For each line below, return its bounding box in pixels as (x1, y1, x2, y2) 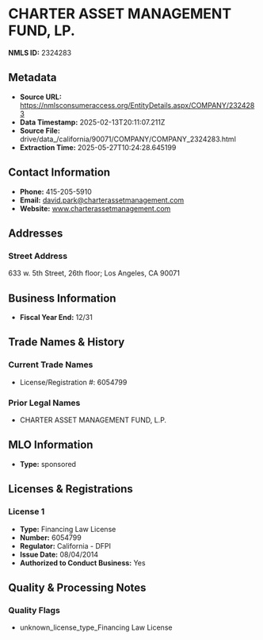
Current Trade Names (8, 359, 93, 370)
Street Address (8, 250, 68, 261)
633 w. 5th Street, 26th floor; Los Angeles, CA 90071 (8, 268, 181, 278)
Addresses (8, 226, 63, 240)
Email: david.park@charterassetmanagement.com (19, 195, 185, 205)
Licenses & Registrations (8, 482, 133, 496)
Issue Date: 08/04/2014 (19, 549, 99, 559)
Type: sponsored (19, 459, 77, 468)
